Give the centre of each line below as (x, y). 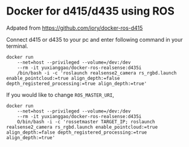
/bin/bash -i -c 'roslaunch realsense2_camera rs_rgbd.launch (97, 73)
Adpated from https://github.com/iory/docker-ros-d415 (75, 28)
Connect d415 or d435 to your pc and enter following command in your (94, 39)
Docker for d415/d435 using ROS (91, 11)
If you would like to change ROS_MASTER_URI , (60, 94)
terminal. (17, 46)
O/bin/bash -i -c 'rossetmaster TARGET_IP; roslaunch (86, 122)
